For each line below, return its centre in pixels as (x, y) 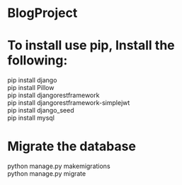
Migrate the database (72, 146)
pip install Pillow (31, 88)
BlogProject (42, 13)
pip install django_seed (41, 111)
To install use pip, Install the (91, 46)
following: (38, 61)
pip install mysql (31, 118)
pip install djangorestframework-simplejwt (69, 103)
